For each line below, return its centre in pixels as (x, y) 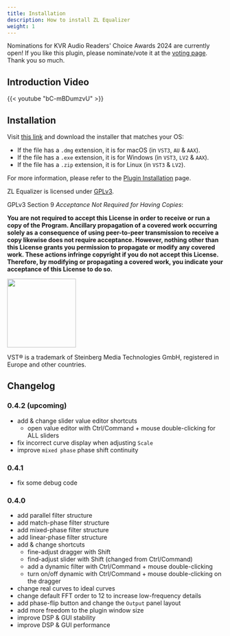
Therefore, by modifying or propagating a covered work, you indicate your (115, 262)
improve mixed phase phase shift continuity (78, 450)
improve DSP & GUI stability (56, 618)
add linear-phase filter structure (62, 538)
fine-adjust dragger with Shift (69, 552)
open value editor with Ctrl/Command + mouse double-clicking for (122, 428)
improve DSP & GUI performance (64, 625)
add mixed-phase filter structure (63, 530)
